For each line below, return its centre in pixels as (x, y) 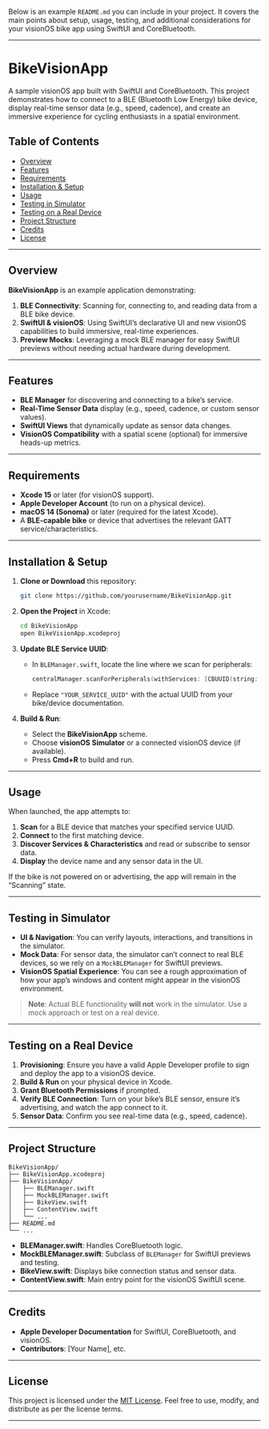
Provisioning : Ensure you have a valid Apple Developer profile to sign (134, 1065)
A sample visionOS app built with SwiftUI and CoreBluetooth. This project (129, 91)
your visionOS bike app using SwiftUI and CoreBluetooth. (102, 28)
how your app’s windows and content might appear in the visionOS (130, 980)
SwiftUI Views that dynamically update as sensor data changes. (126, 425)
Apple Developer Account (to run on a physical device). (112, 503)
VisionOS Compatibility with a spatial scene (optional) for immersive (134, 434)
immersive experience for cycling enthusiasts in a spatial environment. (124, 116)
